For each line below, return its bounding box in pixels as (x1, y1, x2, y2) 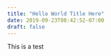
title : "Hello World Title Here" (7, 10, 105, 17)
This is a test (7, 43, 44, 51)
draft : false (7, 23, 45, 30)
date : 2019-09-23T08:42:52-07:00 (7, 17, 105, 24)
